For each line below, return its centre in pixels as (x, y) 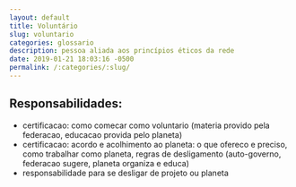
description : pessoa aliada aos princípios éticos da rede (122, 51)
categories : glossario (52, 42)
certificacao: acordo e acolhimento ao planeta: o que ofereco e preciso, (155, 144)
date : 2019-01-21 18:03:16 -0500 (72, 59)
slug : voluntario (42, 34)
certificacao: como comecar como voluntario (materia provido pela (146, 125)
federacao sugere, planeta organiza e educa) (106, 163)
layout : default (39, 17)
